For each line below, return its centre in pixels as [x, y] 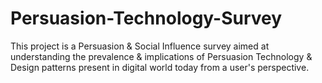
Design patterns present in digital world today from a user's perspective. [160, 67]
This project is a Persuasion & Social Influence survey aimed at [140, 46]
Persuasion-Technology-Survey [146, 18]
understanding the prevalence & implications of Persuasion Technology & [161, 56]
